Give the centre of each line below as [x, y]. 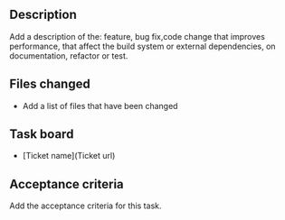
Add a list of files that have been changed [100, 105]
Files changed [50, 84]
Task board [42, 134]
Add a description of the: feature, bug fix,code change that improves [137, 36]
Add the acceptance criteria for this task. [85, 206]
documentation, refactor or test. [69, 55]
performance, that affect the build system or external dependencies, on [142, 46]
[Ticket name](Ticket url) [69, 156]
